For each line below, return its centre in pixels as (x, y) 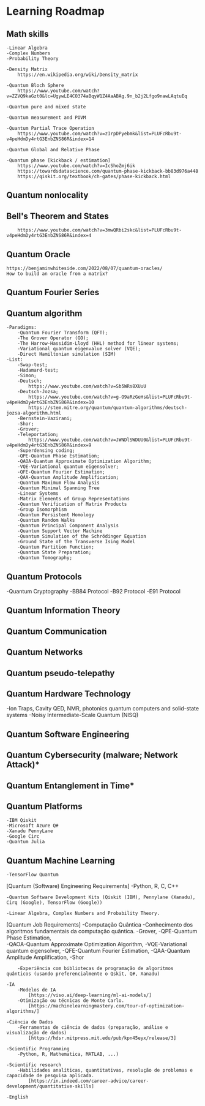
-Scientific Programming (38, 1049)
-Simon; (27, 376)
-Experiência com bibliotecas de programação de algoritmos (95, 969)
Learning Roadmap (56, 11)
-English (17, 1097)
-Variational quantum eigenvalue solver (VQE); (79, 349)
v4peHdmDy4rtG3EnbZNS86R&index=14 (50, 139)
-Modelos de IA (37, 990)
